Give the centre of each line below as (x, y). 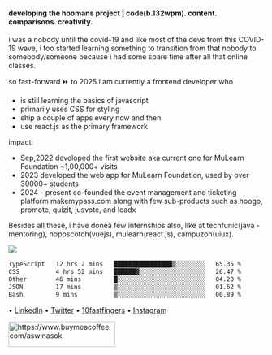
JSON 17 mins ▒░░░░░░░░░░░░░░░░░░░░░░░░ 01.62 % (125, 287)
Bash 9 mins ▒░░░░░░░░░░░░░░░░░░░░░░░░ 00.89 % (125, 294)
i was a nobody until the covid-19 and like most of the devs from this (123, 40)
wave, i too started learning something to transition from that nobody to (137, 48)
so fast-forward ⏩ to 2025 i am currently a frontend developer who (121, 82)
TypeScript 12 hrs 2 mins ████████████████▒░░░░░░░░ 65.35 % (125, 264)
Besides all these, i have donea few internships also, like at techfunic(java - (134, 226)
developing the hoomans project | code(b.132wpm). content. (113, 13)
